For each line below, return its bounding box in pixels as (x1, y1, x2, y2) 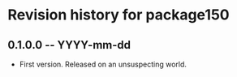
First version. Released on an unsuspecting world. (19, 59, 187, 69)
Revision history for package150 (7, 6, 230, 24)
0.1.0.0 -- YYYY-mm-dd (7, 38, 131, 52)
